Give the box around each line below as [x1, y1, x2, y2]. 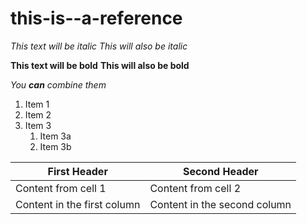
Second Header [182, 164, 259, 178]
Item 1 [24, 98, 50, 110]
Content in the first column [15, 197, 141, 211]
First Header [47, 164, 108, 178]
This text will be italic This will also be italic [10, 40, 188, 52]
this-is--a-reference [10, 7, 183, 30]
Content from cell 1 [15, 181, 107, 195]
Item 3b [39, 140, 72, 152]
